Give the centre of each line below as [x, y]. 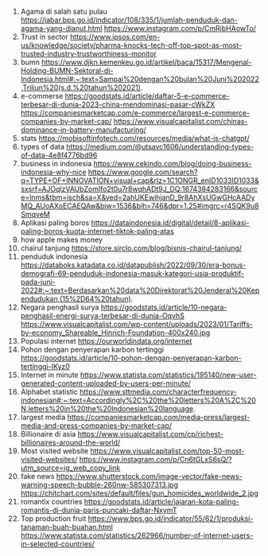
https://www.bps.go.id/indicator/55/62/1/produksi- [171, 519]
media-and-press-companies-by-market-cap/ [96, 426]
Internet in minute [49, 375]
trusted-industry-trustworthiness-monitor [89, 54]
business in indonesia [56, 163]
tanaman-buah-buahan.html [67, 527]
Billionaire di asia [48, 434]
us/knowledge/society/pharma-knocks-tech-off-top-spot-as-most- [131, 45]
